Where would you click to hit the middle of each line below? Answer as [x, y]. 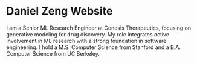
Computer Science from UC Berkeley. [53, 53]
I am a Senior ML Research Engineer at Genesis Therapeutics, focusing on [99, 28]
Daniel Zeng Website [60, 11]
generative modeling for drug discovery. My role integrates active [88, 34]
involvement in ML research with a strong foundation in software [86, 41]
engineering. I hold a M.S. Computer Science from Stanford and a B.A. [94, 47]
